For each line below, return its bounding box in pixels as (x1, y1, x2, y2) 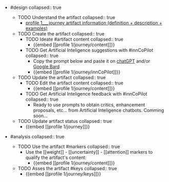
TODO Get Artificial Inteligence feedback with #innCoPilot (25, 91, 147, 97)
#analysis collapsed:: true (10, 134, 65, 139)
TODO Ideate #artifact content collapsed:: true (25, 36, 124, 42)
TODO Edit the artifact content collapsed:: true (25, 80, 124, 86)
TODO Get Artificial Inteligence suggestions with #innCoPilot (25, 47, 154, 53)
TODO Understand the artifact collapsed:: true (17, 14, 115, 20)
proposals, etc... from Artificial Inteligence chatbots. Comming (33, 107, 164, 113)
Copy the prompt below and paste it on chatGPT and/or (33, 58, 151, 64)
